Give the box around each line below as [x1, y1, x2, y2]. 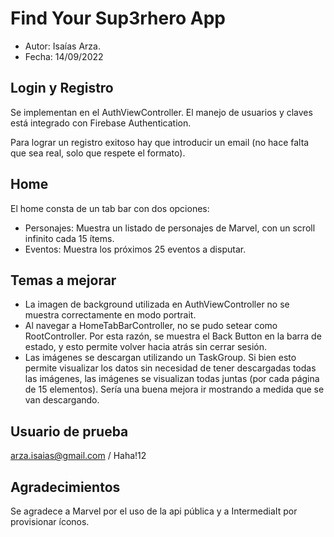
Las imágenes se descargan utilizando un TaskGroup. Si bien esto [24, 352, 297, 364]
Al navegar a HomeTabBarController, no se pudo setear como [24, 320, 278, 332]
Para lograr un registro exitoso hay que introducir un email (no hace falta [10, 136, 310, 148]
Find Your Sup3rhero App [10, 7, 226, 30]
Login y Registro [10, 80, 114, 97]
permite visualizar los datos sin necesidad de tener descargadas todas [24, 362, 317, 374]
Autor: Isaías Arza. [24, 40, 101, 52]
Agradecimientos [10, 478, 121, 496]
